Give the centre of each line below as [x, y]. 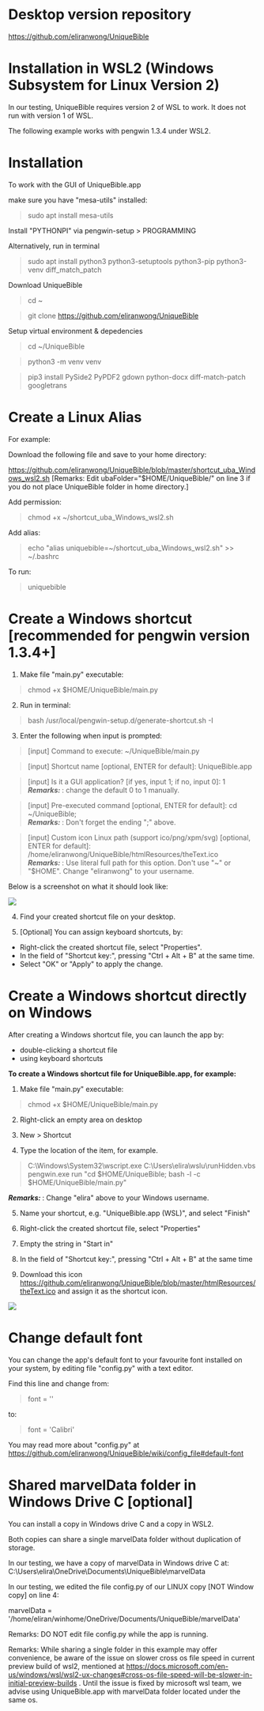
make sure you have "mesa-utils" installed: [78, 200]
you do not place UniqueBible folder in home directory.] [98, 486]
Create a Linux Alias [75, 417]
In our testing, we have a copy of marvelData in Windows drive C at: [119, 1562]
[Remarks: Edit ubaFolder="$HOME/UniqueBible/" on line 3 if [151, 478]
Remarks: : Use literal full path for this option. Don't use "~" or [129, 863]
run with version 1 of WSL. [51, 115]
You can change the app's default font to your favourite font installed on [125, 1360]
